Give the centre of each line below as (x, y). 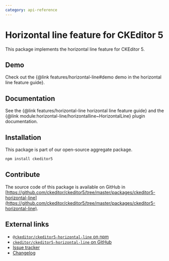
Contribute (23, 175)
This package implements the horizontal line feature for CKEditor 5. (75, 49)
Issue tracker (26, 247)
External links (27, 224)
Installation (23, 137)
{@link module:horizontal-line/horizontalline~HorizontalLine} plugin (75, 116)
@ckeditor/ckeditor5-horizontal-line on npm (61, 237)
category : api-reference (31, 10)
